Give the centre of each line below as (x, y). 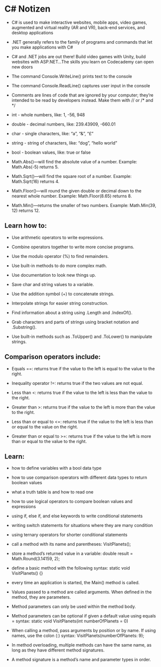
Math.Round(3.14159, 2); (36, 559)
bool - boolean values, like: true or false (51, 152)
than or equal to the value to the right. (49, 441)
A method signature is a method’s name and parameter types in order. (81, 660)
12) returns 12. (26, 210)
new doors (22, 67)
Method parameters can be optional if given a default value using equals (84, 616)
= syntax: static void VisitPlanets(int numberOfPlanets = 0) (70, 621)
